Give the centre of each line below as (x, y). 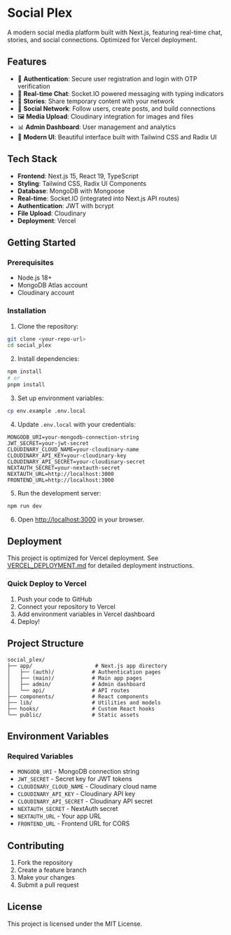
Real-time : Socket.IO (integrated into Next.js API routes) (98, 198)
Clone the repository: (48, 326)
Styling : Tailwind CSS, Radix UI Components (82, 183)
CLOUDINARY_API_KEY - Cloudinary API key (76, 794)
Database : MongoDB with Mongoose (71, 191)
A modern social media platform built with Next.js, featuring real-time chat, (115, 32)
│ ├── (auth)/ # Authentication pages (84, 672)
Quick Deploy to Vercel (47, 584)
